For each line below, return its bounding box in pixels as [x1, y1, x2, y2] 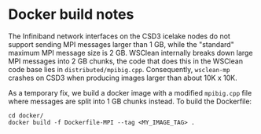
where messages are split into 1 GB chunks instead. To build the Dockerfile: [8, 96, 252, 106]
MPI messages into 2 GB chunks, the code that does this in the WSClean [8, 56, 244, 66]
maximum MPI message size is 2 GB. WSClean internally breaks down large [8, 48, 253, 57]
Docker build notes [8, 5, 134, 24]
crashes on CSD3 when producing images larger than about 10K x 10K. [8, 73, 237, 82]
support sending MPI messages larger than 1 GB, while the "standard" [8, 39, 234, 49]
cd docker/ [8, 111, 44, 119]
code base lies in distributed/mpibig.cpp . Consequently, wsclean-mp [8, 64, 230, 74]
